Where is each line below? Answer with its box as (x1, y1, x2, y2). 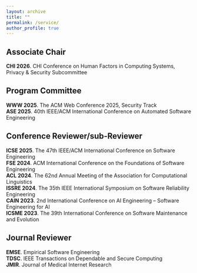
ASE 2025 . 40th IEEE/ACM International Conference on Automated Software (6, 107, 192, 115)
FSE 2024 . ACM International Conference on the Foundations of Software (6, 159, 185, 166)
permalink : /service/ (6, 19, 59, 25)
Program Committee (6, 86, 82, 96)
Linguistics (6, 178, 32, 185)
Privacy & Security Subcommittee (6, 69, 88, 76)
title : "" (6, 14, 31, 20)
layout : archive (6, 8, 46, 15)
